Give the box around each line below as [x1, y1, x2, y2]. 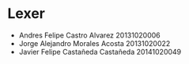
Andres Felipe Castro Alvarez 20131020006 [18, 30, 161, 40]
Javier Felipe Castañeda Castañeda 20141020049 [18, 47, 182, 56]
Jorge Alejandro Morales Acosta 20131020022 [18, 38, 171, 48]
